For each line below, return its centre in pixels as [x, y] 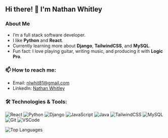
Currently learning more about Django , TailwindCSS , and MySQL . [81, 46]
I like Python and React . [38, 40]
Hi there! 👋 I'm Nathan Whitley [54, 9]
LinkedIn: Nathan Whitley [39, 88]
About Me [18, 24]
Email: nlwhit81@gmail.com [41, 83]
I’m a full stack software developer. [49, 35]
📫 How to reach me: [31, 70]
